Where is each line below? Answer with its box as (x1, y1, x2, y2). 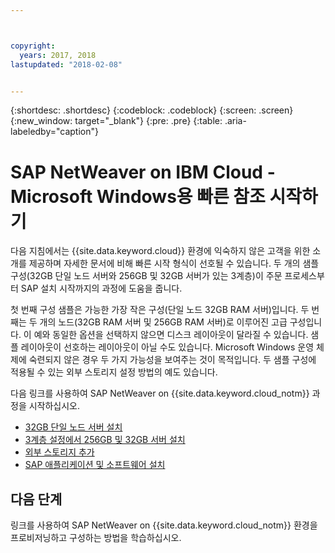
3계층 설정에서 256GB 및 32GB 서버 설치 (24, 434, 186, 446)
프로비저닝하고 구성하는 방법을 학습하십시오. (10, 532, 182, 544)
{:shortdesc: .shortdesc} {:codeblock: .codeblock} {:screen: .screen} (10, 104, 294, 116)
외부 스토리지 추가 (24, 446, 95, 458)
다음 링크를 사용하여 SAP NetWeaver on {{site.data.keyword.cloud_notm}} (10, 387, 310, 400)
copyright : (10, 41, 56, 51)
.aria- (224, 115, 247, 127)
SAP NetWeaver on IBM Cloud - (10, 161, 276, 183)
